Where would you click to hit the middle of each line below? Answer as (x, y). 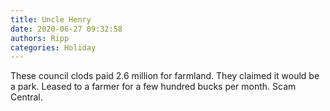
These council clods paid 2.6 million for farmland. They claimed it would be (165, 76)
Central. (26, 97)
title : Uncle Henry (51, 19)
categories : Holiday (53, 47)
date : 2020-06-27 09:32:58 (66, 29)
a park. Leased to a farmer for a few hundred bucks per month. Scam (153, 87)
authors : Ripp (40, 38)
